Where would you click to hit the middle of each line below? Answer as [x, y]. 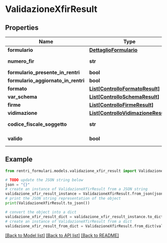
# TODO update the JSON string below [44, 180]
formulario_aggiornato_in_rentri [46, 81]
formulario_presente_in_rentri [44, 72]
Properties [22, 28]
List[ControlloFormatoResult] [125, 89]
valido [15, 138]
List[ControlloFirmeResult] [122, 105]
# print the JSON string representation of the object [63, 199]
